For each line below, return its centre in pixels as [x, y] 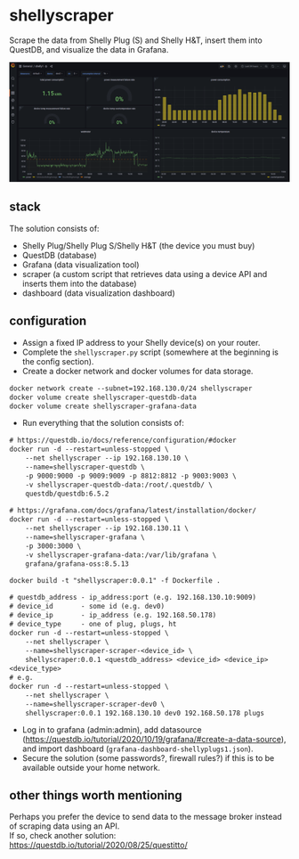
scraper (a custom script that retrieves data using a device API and [145, 274]
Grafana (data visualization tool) [81, 265]
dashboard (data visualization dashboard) [98, 293]
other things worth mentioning [96, 795]
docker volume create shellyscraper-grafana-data [103, 406]
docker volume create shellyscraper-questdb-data [103, 397]
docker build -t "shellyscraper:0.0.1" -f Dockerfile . [115, 580]
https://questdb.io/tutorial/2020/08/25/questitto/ [99, 845]
